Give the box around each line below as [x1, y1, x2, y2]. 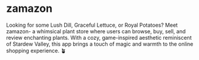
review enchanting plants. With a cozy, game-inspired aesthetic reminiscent [6, 34, 192, 41]
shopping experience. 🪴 [6, 47, 67, 54]
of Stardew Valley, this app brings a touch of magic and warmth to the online [6, 40, 194, 48]
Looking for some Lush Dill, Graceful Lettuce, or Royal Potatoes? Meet [6, 21, 178, 29]
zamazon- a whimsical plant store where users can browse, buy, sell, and [6, 27, 186, 34]
